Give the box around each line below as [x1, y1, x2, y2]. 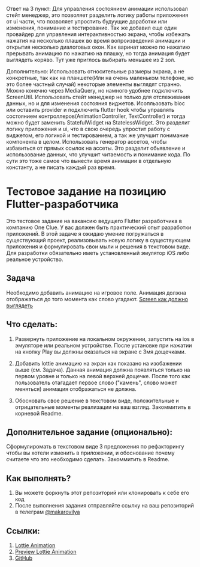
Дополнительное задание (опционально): [6, 427, 172, 437]
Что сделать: [6, 319, 58, 329]
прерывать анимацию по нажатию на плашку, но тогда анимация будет [6, 50, 190, 57]
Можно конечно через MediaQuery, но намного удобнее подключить [6, 87, 184, 94]
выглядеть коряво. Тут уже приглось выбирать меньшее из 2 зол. [6, 57, 175, 63]
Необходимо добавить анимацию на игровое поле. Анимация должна [6, 289, 187, 296]
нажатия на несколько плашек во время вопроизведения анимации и [6, 37, 186, 44]
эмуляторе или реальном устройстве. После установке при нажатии [14, 342, 193, 349]
